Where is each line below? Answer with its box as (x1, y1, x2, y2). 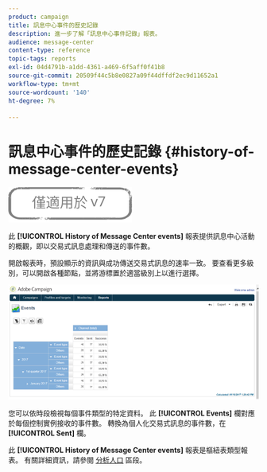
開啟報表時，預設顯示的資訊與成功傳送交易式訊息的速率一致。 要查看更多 (8, 259, 247, 268)
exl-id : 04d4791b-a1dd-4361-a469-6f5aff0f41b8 (8, 64, 165, 72)
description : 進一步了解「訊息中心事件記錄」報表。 (8, 29, 161, 37)
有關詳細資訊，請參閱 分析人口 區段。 (23, 454, 147, 465)
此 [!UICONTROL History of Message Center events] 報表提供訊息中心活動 (8, 232, 256, 241)
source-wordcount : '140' (8, 88, 91, 96)
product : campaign (8, 13, 69, 21)
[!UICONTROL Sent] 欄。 (8, 428, 91, 438)
